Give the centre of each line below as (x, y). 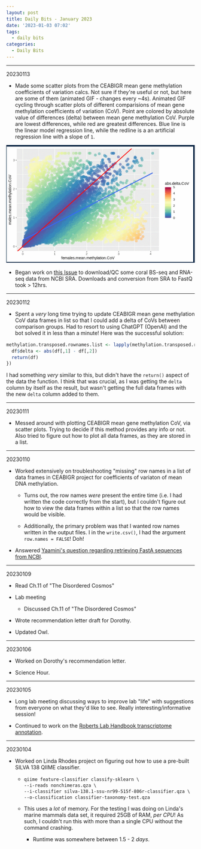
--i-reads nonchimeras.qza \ (60, 785)
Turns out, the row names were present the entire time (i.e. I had (103, 495)
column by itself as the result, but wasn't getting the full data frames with (96, 388)
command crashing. (48, 828)
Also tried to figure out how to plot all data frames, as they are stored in (103, 436)
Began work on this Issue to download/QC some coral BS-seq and (96, 272)
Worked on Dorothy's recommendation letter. (71, 661)
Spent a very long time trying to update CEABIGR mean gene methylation (105, 314)
